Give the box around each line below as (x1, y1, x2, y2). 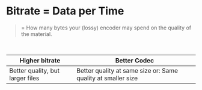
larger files (9, 74, 40, 82)
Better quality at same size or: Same (76, 66, 179, 74)
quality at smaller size (76, 74, 138, 82)
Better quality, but (9, 66, 60, 74)
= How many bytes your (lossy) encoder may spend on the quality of (20, 24, 191, 31)
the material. (20, 30, 52, 37)
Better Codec (115, 56, 155, 64)
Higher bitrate (19, 56, 61, 64)
